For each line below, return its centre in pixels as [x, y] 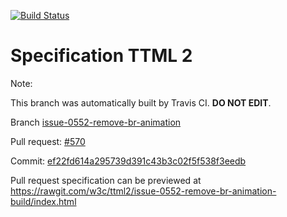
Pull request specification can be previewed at [106, 180]
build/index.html [43, 201]
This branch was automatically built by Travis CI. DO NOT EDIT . [141, 102]
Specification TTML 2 [101, 56]
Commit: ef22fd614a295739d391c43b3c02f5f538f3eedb [128, 161]
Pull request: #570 [48, 141]
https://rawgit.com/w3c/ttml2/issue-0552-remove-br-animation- [143, 191]
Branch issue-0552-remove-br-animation [96, 122]
